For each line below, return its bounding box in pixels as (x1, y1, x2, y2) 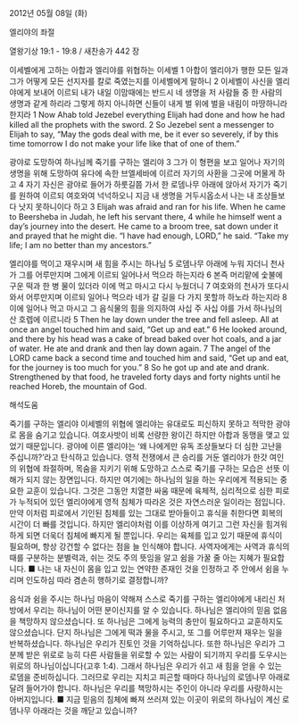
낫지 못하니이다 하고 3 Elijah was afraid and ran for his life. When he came (18, 202, 286, 212)
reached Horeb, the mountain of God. (9, 381, 147, 391)
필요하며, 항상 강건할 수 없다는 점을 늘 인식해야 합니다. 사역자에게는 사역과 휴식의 (9, 541, 290, 552)
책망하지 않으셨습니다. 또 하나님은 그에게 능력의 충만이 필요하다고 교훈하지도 (18, 616, 284, 627)
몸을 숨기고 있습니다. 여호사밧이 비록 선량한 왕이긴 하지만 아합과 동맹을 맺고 (18, 429, 281, 440)
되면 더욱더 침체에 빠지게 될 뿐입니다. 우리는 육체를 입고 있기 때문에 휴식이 (25, 530, 283, 540)
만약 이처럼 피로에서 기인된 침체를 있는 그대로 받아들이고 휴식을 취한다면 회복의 (9, 508, 284, 518)
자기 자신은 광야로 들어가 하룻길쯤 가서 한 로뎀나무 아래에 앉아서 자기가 (25, 179, 271, 189)
